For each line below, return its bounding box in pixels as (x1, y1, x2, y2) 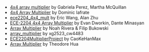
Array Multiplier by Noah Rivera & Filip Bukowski (9, 25, 109, 31)
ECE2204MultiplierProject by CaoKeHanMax (9, 36, 101, 42)
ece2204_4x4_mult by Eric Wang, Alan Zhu (9, 15, 98, 20)
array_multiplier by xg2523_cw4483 (9, 31, 83, 36)
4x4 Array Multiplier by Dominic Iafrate (9, 9, 89, 15)
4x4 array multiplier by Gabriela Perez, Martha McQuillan (9, 4, 127, 10)
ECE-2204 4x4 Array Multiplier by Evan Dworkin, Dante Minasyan (9, 20, 145, 26)
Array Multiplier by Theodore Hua (9, 41, 78, 47)
